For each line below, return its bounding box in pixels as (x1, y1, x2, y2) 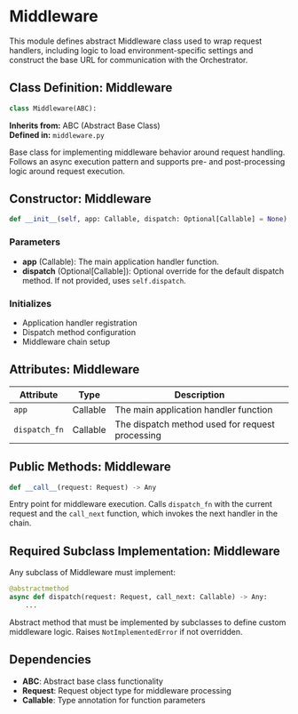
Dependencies (9, 652, 91, 668)
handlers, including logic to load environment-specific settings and (9, 44, 254, 55)
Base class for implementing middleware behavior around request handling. (9, 147, 286, 157)
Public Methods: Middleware (9, 460, 171, 475)
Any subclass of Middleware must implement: (9, 567, 176, 578)
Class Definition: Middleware (9, 80, 173, 95)
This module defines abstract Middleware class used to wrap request (9, 36, 263, 46)
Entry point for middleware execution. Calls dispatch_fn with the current (9, 499, 273, 509)
